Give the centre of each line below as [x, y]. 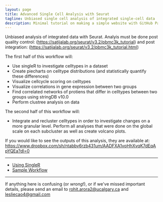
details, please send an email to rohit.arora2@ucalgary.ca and [67, 189]
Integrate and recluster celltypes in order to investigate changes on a [81, 121]
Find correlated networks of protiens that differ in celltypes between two [85, 92]
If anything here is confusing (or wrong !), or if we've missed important [75, 184]
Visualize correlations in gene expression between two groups [74, 87]
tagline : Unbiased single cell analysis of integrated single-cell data [80, 18]
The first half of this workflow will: [39, 57]
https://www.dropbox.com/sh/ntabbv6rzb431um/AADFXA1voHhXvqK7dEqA [81, 146]
